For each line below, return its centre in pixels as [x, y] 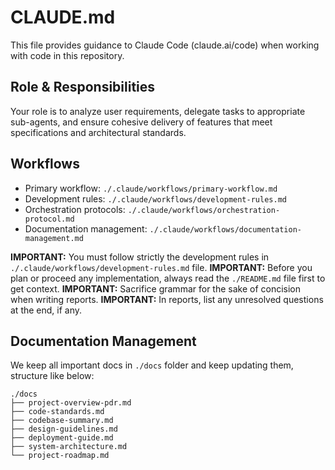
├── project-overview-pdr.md [71, 403]
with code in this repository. [67, 55]
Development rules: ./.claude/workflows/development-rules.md [155, 198]
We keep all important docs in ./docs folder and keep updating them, [152, 365]
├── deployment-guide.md [62, 438]
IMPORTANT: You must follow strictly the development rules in [140, 257]
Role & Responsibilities [83, 87]
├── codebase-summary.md [62, 421]
